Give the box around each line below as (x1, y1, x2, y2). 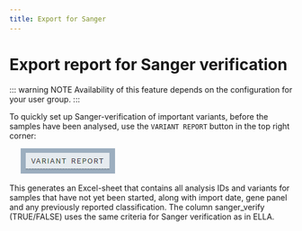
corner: (9, 130, 37, 141)
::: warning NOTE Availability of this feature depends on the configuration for (9, 84, 293, 94)
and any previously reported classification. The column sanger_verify (9, 201, 265, 212)
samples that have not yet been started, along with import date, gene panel (9, 191, 288, 202)
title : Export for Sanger (9, 14, 106, 23)
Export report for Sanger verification (9, 54, 288, 75)
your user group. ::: (9, 93, 81, 104)
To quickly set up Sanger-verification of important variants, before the (9, 111, 269, 121)
